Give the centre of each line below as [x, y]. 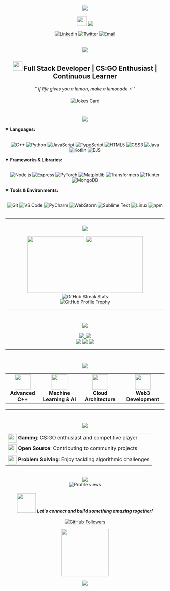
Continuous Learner [85, 77]
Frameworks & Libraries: [36, 160]
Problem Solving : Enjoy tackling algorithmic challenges [84, 459]
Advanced [23, 393]
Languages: [23, 129]
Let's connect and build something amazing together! [95, 511]
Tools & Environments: [34, 190]
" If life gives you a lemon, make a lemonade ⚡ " [85, 89]
